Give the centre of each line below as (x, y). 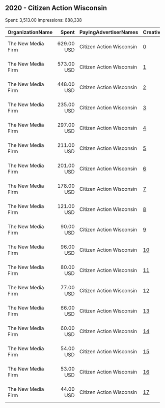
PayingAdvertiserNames (109, 32)
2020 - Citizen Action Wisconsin (56, 8)
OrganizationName (30, 32)
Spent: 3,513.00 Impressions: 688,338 (43, 20)
